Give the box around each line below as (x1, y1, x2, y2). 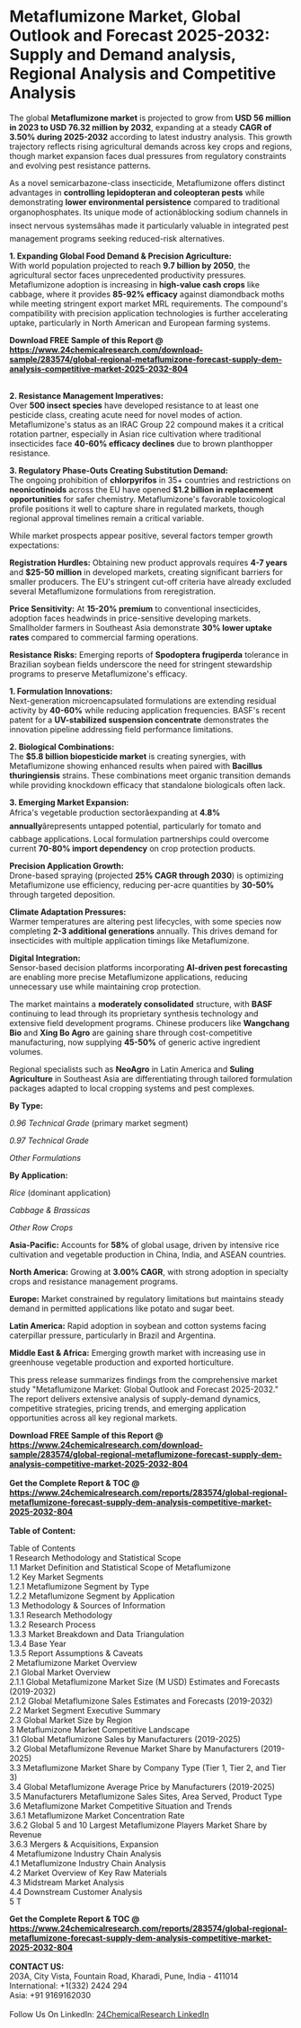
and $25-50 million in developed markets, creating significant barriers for (9, 566, 283, 577)
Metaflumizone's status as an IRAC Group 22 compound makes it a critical (9, 419, 285, 430)
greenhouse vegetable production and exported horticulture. (9, 1357, 234, 1368)
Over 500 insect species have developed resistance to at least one (9, 400, 259, 411)
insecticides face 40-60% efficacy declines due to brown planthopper (9, 438, 274, 448)
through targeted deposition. (9, 889, 115, 899)
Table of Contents (9, 1543, 76, 1554)
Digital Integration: (9, 952, 81, 963)
